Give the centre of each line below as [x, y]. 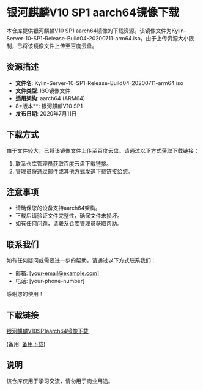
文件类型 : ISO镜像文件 [43, 90]
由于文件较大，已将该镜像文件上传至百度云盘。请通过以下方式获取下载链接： [103, 150]
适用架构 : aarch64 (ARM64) [50, 98]
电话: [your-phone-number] [50, 281]
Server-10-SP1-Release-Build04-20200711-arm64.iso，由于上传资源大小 [98, 38]
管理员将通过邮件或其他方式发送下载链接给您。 [74, 171]
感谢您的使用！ [25, 294]
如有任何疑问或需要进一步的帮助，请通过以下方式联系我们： [81, 260]
